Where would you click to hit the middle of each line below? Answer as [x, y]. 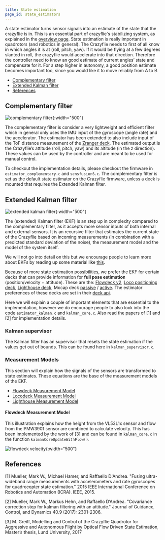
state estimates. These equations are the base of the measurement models [81, 375]
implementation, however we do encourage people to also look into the [77, 308]
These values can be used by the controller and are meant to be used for [79, 154]
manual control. [21, 159]
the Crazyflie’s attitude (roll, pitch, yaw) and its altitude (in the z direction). [80, 148]
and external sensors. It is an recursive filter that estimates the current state [82, 232]
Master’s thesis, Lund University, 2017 [44, 532]
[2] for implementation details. [36, 318]
